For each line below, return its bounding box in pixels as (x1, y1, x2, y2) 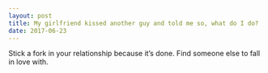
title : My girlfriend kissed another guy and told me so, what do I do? (8, 19, 259, 27)
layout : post (8, 11, 53, 20)
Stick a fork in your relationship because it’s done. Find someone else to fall (8, 49, 261, 59)
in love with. (8, 57, 49, 67)
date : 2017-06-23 (8, 26, 67, 34)
